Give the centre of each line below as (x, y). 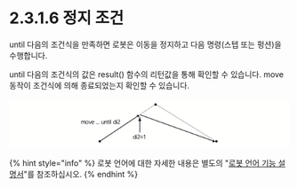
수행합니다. (28, 55)
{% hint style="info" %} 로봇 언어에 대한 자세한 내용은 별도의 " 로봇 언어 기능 (143, 163)
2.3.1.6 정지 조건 (67, 18)
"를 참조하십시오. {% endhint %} (81, 174)
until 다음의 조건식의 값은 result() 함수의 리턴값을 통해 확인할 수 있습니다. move (147, 74)
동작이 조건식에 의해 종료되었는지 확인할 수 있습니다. (99, 85)
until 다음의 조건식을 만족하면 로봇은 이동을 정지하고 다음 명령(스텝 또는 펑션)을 (145, 44)
